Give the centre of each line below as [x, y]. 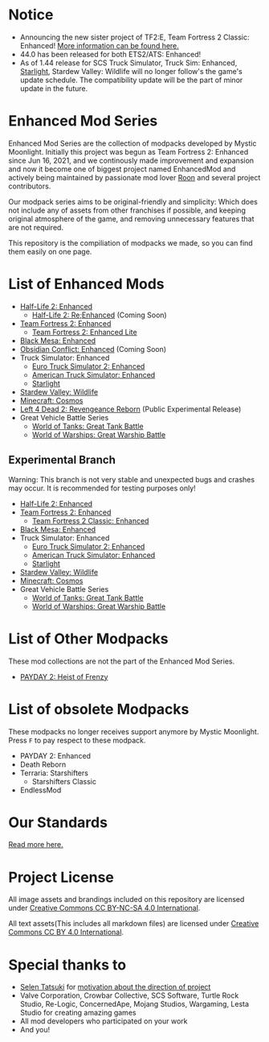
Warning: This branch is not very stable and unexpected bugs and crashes [132, 479]
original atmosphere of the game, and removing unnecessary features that [131, 218]
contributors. [30, 186]
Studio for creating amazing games [78, 1013]
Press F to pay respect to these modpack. [77, 740]
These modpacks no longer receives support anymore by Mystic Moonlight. [134, 731]
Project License [61, 877]
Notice [31, 15]
